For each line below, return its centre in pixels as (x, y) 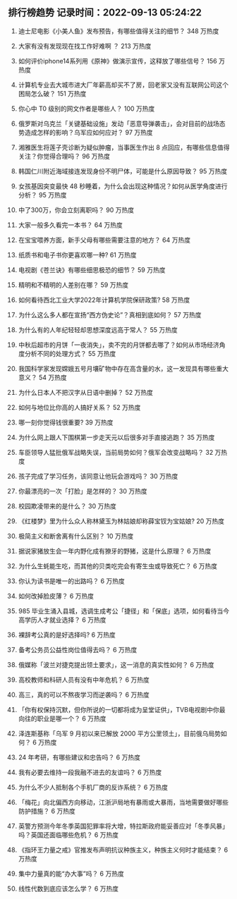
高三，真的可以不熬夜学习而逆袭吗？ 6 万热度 (84, 695)
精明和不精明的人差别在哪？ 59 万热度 (73, 285)
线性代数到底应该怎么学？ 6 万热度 (68, 888)
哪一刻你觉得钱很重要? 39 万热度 (66, 422)
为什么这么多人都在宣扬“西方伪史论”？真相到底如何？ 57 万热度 (110, 314)
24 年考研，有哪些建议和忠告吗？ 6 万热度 (79, 757)
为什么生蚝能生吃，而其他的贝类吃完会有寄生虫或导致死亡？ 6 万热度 (118, 565)
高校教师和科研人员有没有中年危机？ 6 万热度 (84, 680)
